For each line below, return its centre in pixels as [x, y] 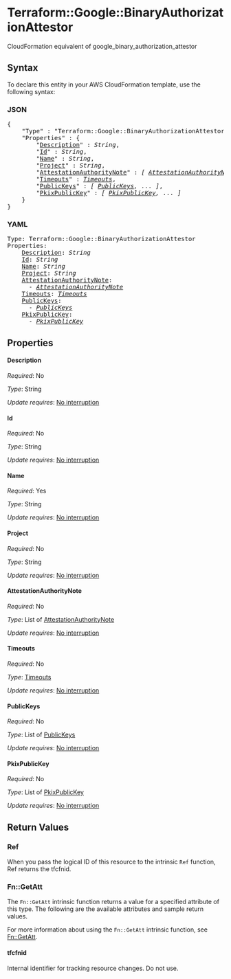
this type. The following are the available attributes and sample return [106, 909]
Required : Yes [27, 491]
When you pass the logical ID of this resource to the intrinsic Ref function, [111, 862]
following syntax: [31, 91]
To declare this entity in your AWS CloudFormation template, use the [104, 85]
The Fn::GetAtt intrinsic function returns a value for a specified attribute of [113, 902]
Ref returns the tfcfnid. [39, 869]
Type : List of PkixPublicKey [46, 792]
